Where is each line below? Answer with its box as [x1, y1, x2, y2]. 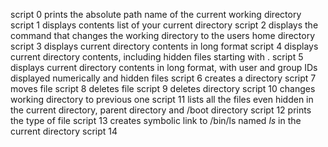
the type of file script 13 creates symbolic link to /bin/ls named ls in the [10, 115, 302, 126]
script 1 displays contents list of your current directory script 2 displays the [10, 19, 319, 31]
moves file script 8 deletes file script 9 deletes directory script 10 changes [10, 83, 316, 94]
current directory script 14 [10, 125, 118, 137]
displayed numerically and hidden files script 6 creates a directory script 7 [10, 72, 317, 84]
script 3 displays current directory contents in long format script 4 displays [10, 40, 319, 52]
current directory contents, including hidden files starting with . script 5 [10, 51, 304, 63]
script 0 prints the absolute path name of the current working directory [10, 9, 302, 20]
